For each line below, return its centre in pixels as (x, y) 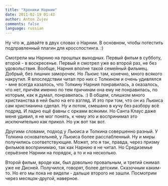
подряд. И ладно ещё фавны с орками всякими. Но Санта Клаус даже (81, 111)
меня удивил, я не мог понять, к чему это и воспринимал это (71, 116)
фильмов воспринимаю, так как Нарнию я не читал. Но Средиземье (79, 147)
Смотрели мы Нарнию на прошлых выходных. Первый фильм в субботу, (83, 58)
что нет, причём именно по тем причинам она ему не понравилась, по (81, 90)
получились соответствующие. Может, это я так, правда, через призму (82, 142)
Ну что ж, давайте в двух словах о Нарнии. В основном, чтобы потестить (84, 43)
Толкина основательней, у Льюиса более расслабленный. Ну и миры (80, 137)
